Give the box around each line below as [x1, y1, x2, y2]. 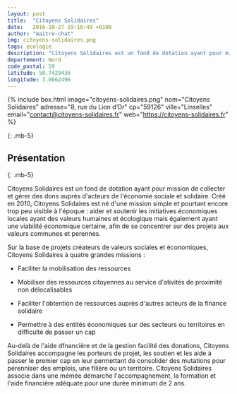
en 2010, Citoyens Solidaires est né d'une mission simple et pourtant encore [7, 199, 229, 208]
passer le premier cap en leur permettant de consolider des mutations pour [7, 357, 226, 365]
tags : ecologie [7, 43, 52, 50]
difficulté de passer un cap [17, 328, 96, 336]
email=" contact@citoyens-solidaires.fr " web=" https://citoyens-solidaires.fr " [7, 110, 229, 119]
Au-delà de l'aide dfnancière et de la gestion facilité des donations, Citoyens [7, 342, 229, 350]
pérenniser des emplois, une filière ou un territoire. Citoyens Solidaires [7, 364, 212, 373]
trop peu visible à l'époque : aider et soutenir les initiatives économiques [7, 207, 218, 215]
